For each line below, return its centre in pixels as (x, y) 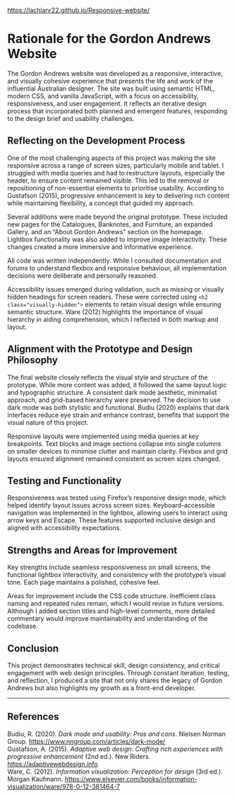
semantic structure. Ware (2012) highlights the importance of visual (105, 311)
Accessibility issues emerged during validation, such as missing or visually (116, 289)
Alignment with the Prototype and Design (100, 349)
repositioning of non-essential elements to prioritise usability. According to (116, 188)
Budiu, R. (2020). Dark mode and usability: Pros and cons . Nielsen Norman (116, 734)
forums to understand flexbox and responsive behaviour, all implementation (117, 268)
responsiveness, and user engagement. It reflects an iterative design (107, 103)
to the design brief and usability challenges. (71, 118)
